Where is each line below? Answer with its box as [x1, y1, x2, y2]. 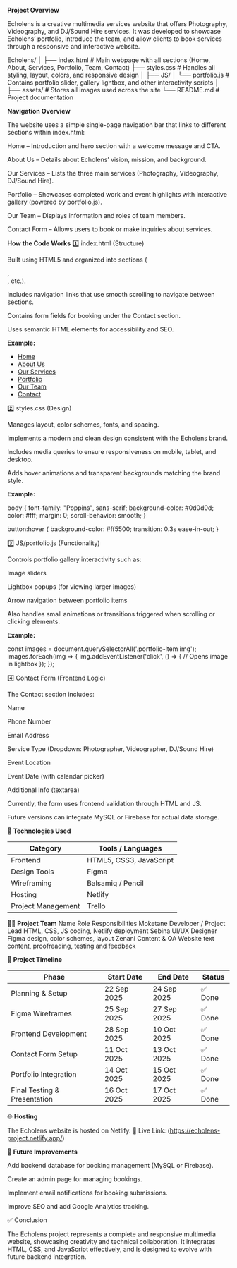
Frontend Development [11, 1029, 87, 1039]
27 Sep [152, 1004, 178, 1014]
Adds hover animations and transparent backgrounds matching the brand [7, 469, 221, 477]
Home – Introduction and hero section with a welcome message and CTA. [7, 142, 221, 150]
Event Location [7, 758, 51, 767]
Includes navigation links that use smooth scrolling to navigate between [7, 291, 215, 298]
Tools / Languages [98, 843, 162, 853]
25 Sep [104, 1004, 129, 1014]
